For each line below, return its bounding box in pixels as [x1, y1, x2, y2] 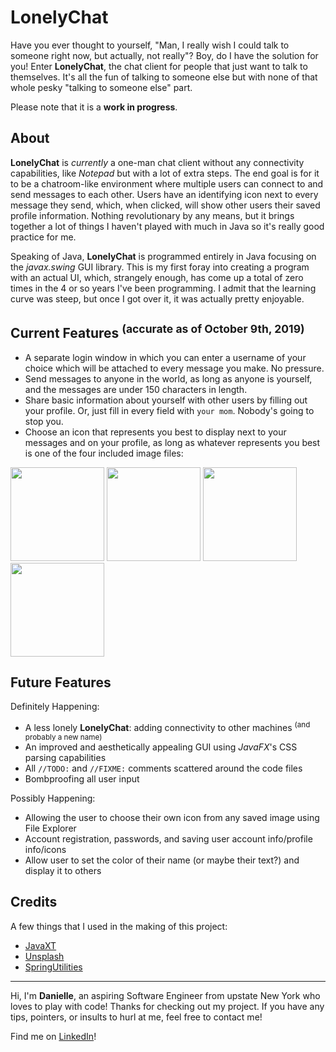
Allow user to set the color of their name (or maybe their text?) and [24, 854, 300, 866]
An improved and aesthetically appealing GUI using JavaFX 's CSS [24, 741, 298, 753]
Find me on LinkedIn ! [10, 1030, 97, 1042]
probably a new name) [24, 732, 103, 743]
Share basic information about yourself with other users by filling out [24, 394, 308, 406]
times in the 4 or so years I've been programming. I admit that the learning [10, 282, 317, 294]
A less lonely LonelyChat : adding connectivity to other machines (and [24, 720, 311, 734]
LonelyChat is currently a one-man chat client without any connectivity [10, 156, 305, 168]
